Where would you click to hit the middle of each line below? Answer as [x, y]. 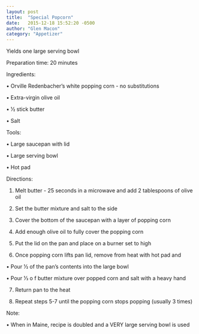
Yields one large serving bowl [43, 51]
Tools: [14, 133]
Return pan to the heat [43, 290]
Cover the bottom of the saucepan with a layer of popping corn [93, 220]
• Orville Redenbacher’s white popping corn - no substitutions [83, 86]
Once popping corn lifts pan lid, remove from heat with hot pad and [98, 255]
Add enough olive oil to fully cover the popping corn [79, 232]
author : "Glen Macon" [33, 28]
